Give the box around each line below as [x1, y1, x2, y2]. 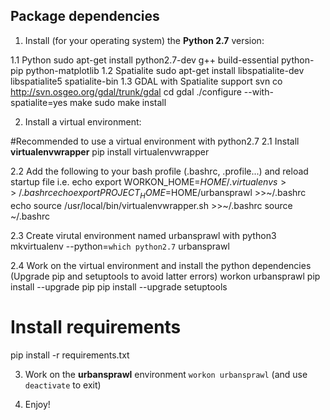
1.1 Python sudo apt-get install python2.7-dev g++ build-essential [10, 54, 280, 66]
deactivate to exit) [24, 379, 102, 391]
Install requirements [10, 315, 182, 338]
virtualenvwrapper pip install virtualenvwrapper [10, 145, 210, 158]
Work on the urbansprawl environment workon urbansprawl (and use [24, 368, 308, 380]
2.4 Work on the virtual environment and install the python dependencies [10, 259, 312, 271]
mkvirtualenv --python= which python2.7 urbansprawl [10, 240, 230, 252]
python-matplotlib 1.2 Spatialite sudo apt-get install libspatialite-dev [25, 64, 305, 76]
